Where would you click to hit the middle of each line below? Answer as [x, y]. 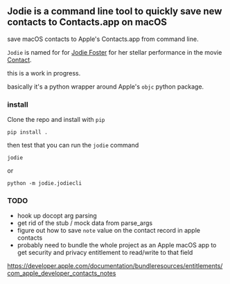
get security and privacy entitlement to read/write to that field [105, 253]
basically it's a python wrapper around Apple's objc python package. [106, 87]
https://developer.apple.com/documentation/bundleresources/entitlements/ [115, 266]
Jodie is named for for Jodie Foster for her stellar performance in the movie [115, 52]
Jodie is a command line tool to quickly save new [115, 11]
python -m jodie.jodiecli [44, 184]
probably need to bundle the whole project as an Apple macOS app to [117, 245]
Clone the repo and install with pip [56, 120]
